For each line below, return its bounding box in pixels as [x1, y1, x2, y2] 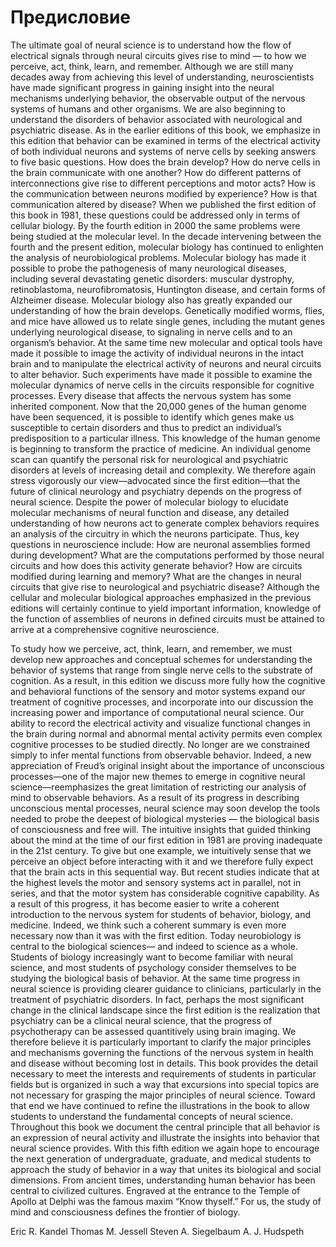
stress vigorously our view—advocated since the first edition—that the [10, 474, 301, 486]
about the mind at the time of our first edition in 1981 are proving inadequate [10, 834, 323, 846]
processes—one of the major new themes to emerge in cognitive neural [10, 770, 306, 782]
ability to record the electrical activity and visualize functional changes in [10, 717, 311, 729]
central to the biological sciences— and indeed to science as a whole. [10, 940, 298, 952]
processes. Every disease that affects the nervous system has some [10, 389, 292, 401]
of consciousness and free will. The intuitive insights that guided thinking [10, 823, 312, 835]
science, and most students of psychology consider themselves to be [10, 961, 297, 973]
